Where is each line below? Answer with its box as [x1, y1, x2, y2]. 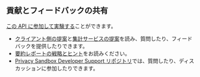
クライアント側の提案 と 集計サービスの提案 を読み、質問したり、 [14, 35, 172, 42]
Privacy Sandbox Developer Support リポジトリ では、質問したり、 [14, 57, 179, 64]
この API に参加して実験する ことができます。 [6, 23, 116, 30]
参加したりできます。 [46, 65, 99, 72]
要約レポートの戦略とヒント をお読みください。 [14, 50, 130, 57]
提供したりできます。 [35, 42, 88, 49]
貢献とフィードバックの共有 [6, 5, 109, 16]
